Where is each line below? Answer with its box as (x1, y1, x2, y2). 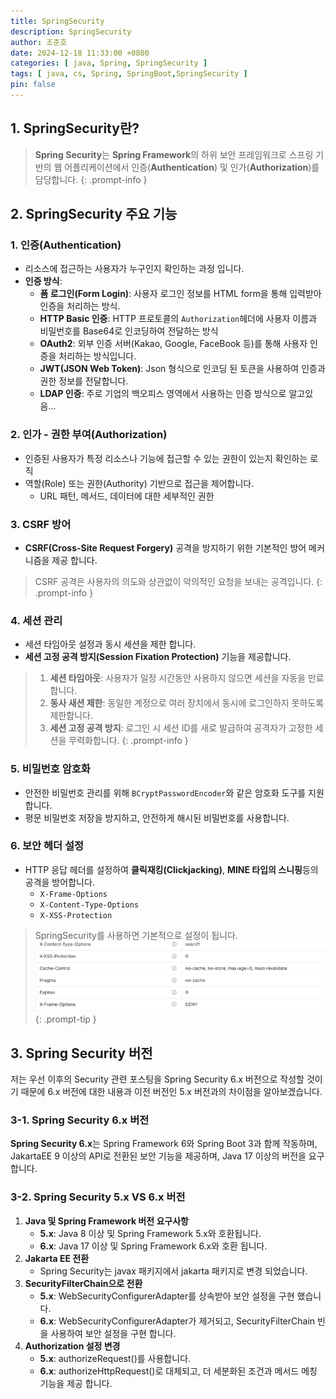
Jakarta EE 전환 (24, 1252, 90, 1264)
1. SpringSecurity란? (10, 120, 140, 137)
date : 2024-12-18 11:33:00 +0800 (10, 48, 150, 58)
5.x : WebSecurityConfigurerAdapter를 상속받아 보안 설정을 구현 (39, 1290, 295, 1302)
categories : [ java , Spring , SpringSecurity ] (10, 58, 208, 69)
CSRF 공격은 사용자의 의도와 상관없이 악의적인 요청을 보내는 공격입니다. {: (34, 575, 323, 587)
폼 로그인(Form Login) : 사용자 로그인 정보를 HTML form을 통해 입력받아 (39, 288, 322, 300)
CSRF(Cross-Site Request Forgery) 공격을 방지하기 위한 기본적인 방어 (24, 541, 307, 554)
